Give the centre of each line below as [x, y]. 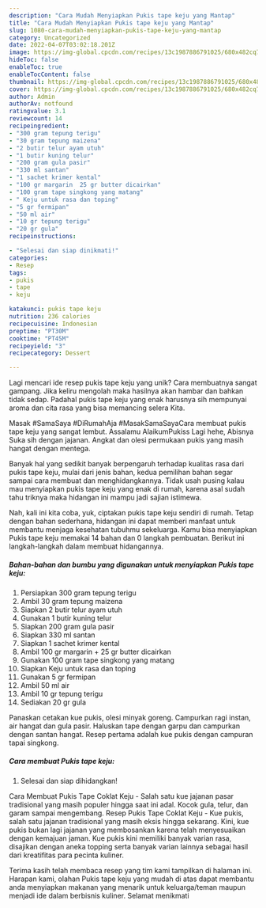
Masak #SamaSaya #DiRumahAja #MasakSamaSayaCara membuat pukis [128, 424]
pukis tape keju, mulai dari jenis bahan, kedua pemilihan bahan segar [121, 473]
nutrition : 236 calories [50, 317]
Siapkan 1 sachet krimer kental [70, 644]
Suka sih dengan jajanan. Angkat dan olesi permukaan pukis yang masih [126, 440]
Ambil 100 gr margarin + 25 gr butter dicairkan [96, 652]
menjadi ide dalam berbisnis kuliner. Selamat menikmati [99, 896]
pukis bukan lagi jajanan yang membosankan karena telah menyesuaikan [127, 830]
